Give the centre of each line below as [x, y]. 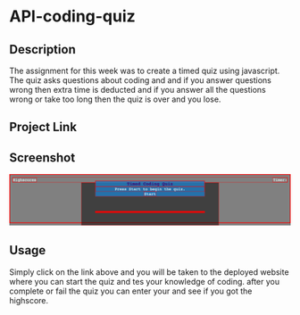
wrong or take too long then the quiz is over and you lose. [115, 99]
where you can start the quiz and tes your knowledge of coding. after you [144, 281]
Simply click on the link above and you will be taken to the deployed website [149, 272]
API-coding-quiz [72, 17]
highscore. [29, 300]
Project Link [43, 127]
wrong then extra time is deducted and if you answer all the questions [137, 90]
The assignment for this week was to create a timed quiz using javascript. [145, 70]
